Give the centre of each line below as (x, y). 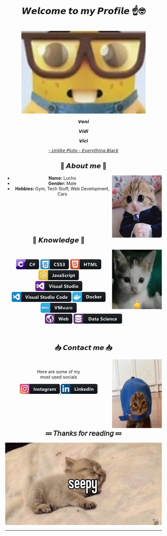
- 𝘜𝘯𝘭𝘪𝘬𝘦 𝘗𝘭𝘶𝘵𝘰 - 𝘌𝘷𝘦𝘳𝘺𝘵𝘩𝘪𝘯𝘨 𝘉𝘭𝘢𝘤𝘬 (83, 150)
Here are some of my (59, 372)
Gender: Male (62, 183)
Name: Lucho (62, 178)
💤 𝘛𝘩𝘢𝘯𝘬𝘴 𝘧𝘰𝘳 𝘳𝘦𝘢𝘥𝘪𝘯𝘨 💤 (83, 433)
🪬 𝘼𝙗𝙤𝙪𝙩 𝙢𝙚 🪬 (83, 166)
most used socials (59, 377)
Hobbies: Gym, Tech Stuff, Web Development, (62, 188)
